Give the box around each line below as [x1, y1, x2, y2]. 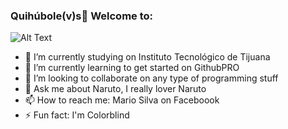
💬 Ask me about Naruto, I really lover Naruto [24, 83, 207, 95]
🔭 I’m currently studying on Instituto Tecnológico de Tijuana [24, 51, 271, 63]
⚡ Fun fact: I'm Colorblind [24, 109, 130, 121]
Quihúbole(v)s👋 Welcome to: [10, 9, 154, 23]
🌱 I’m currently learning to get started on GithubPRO [24, 62, 240, 74]
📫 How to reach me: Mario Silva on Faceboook [24, 94, 220, 106]
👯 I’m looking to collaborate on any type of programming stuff [24, 72, 279, 84]
